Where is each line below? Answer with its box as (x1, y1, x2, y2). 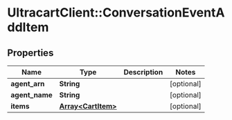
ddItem (7, 19, 49, 35)
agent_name (10, 90, 53, 99)
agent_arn (10, 79, 45, 88)
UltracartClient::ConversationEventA (7, 5, 225, 21)
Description (123, 68, 163, 77)
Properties (7, 47, 54, 59)
